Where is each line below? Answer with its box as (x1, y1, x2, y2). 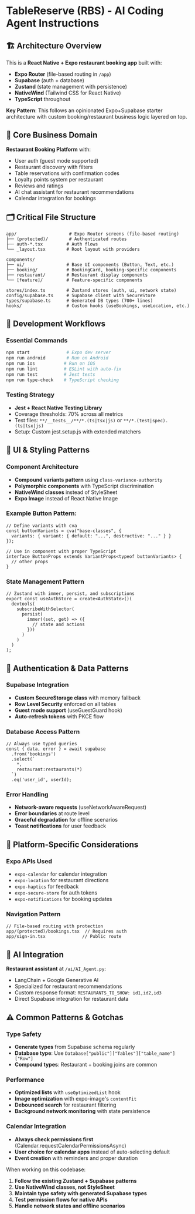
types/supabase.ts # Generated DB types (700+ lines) (6, 298, 153, 304)
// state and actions (32, 621, 85, 628)
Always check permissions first (14, 1135, 94, 1143)
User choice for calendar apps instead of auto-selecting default (14, 1148, 170, 1155)
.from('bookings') (11, 751, 57, 757)
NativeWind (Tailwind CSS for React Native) (14, 89, 121, 96)
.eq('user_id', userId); (11, 777, 72, 783)
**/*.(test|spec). (123, 418, 169, 423)
